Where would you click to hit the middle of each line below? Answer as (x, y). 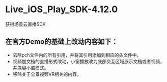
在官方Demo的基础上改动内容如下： (62, 42)
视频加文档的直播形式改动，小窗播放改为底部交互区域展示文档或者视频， (88, 61)
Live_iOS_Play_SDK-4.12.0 (62, 9)
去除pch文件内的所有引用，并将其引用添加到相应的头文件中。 (77, 55)
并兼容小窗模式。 (31, 68)
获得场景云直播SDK (25, 24)
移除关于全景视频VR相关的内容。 (47, 74)
